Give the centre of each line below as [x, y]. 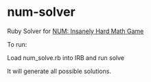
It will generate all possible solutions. [59, 71]
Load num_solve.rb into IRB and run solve [66, 58]
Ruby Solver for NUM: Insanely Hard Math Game [75, 31]
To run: [17, 44]
